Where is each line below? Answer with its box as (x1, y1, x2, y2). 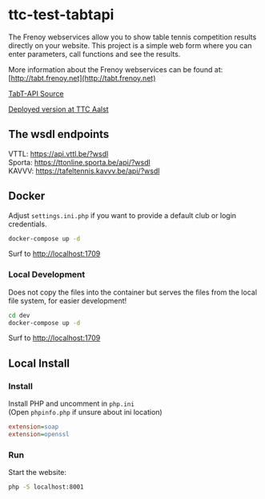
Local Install (8, 356, 70, 370)
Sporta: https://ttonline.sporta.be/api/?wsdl (8, 157, 151, 167)
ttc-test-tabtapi (8, 6, 114, 24)
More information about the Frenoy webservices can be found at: (8, 64, 223, 74)
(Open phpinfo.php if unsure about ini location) (8, 408, 163, 417)
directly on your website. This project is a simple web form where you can (8, 40, 252, 50)
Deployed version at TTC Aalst (8, 104, 110, 114)
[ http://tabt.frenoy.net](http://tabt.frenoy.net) (8, 73, 156, 83)
